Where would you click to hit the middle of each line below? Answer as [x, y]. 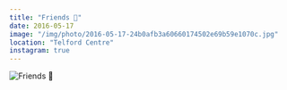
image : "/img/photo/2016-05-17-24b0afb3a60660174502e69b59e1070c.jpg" [144, 34]
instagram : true [39, 51]
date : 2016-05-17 [42, 26]
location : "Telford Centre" [62, 42]
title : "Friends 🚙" [46, 17]
